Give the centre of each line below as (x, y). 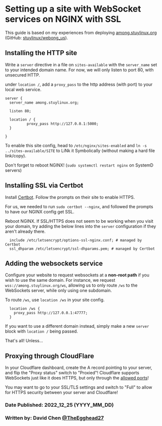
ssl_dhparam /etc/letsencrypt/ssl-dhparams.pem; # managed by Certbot (82, 249)
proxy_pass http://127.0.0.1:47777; (51, 313)
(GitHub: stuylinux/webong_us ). (37, 38)
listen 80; (20, 111)
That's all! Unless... (24, 341)
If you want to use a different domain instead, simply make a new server (77, 326)
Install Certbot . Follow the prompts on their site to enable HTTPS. (70, 197)
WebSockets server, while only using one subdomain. (58, 290)
